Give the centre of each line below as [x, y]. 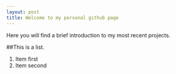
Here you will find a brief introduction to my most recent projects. [89, 35]
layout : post [23, 12]
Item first [27, 59]
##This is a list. [25, 47]
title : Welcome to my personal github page [63, 18]
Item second [31, 65]
